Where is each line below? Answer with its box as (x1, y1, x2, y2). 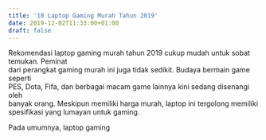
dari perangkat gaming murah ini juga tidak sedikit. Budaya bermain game (8, 65, 251, 75)
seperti (8, 73, 32, 84)
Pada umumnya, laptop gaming (8, 122, 111, 132)
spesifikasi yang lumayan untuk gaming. (8, 107, 140, 117)
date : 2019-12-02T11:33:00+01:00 (8, 19, 119, 27)
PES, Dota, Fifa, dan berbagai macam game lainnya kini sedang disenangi (8, 82, 250, 91)
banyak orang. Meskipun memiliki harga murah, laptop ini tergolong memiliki (8, 99, 259, 108)
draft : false (8, 26, 52, 34)
